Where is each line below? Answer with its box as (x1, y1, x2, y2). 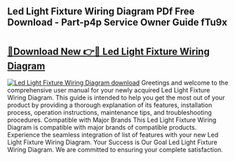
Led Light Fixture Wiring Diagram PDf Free (7, 6, 195, 17)
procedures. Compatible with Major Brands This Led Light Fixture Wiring (7, 115, 217, 124)
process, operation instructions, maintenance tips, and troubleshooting (7, 108, 213, 116)
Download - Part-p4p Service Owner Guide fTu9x (7, 17, 228, 29)
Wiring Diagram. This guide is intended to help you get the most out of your (7, 94, 225, 101)
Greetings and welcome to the (141, 78, 229, 87)
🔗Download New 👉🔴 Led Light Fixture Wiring (7, 45, 210, 57)
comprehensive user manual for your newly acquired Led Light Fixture (7, 86, 210, 94)
